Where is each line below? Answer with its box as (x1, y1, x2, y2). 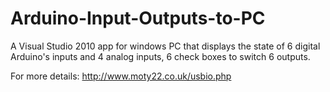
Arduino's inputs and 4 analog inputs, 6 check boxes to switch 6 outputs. (10, 50, 311, 62)
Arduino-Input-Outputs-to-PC (10, 7, 266, 30)
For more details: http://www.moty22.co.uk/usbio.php (10, 70, 232, 82)
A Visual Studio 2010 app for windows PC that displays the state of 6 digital (10, 40, 321, 52)
